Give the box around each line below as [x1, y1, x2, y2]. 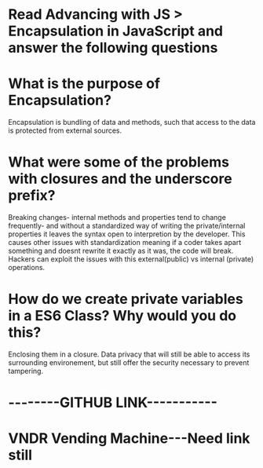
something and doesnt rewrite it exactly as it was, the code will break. [8, 246, 234, 256]
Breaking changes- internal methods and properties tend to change [8, 213, 226, 222]
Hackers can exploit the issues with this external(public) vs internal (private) [8, 254, 254, 264]
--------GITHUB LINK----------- [8, 394, 218, 411]
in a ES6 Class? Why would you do [8, 307, 237, 325]
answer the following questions [8, 39, 218, 57]
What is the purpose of [8, 75, 161, 93]
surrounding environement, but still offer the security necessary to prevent [8, 358, 250, 367]
